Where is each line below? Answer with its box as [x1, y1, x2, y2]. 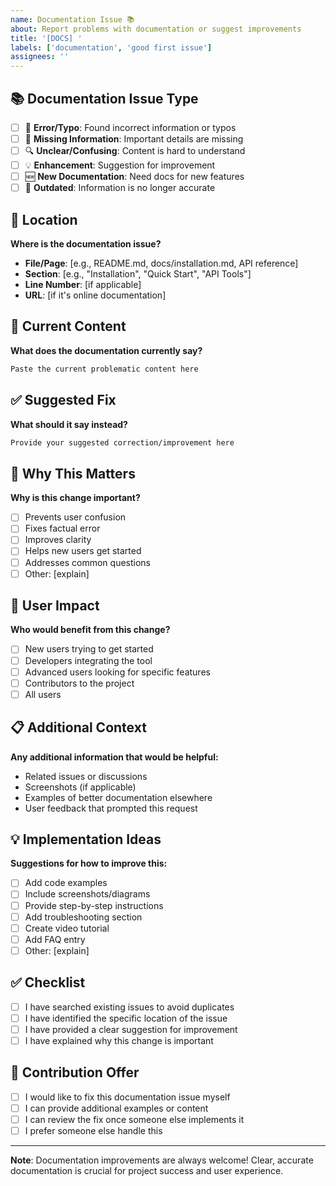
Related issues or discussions [24, 770, 148, 782]
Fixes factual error [24, 522, 101, 535]
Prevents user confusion [24, 511, 127, 523]
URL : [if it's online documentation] [24, 289, 167, 301]
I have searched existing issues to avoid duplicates [24, 1001, 235, 1013]
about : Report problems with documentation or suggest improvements [10, 24, 302, 34]
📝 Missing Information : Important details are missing [24, 133, 244, 145]
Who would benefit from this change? [10, 624, 171, 636]
